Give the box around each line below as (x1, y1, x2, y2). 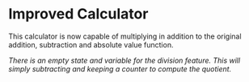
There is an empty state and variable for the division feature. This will (8, 55, 241, 65)
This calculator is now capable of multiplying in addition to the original (8, 31, 242, 41)
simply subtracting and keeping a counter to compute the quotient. (8, 64, 232, 73)
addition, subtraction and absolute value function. (8, 39, 174, 49)
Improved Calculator (8, 5, 149, 23)
